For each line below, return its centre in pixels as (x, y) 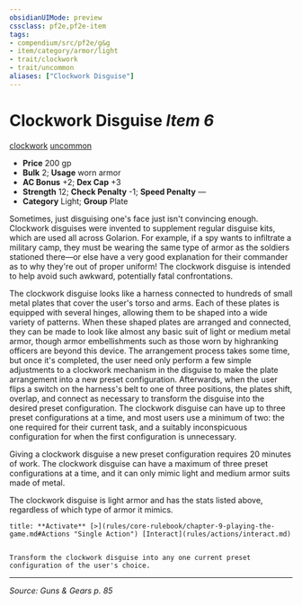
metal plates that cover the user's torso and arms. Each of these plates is (145, 303)
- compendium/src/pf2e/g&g (60, 43)
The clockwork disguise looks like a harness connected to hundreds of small (151, 293)
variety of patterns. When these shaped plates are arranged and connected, (151, 322)
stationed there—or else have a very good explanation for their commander (149, 256)
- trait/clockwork (44, 59)
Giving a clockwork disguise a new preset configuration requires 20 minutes (151, 454)
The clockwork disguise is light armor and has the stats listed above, (136, 500)
